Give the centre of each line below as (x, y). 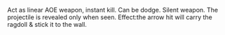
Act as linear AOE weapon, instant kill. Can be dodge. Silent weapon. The (113, 10)
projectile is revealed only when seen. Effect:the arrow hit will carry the (110, 17)
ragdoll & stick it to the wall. (47, 24)
